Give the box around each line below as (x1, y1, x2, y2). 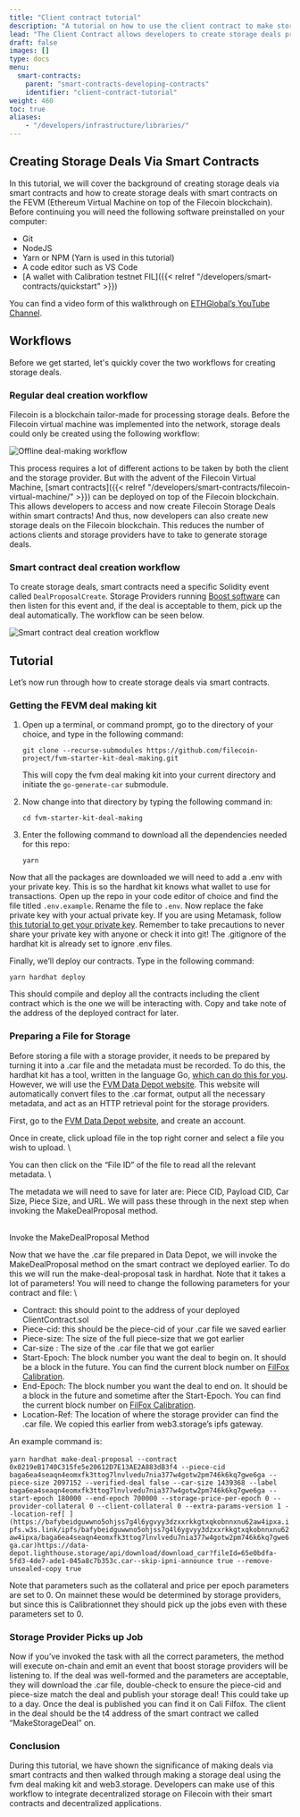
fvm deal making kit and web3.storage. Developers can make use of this (9, 1779, 275, 1790)
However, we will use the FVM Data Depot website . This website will (9, 1079, 261, 1089)
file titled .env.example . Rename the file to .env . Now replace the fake (9, 900, 263, 912)
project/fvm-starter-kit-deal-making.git (21, 754, 179, 763)
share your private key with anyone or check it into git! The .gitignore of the (9, 929, 287, 939)
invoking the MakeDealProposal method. (9, 1205, 159, 1216)
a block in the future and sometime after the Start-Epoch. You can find (21, 1390, 281, 1401)
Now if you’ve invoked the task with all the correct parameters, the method (9, 1651, 284, 1661)
